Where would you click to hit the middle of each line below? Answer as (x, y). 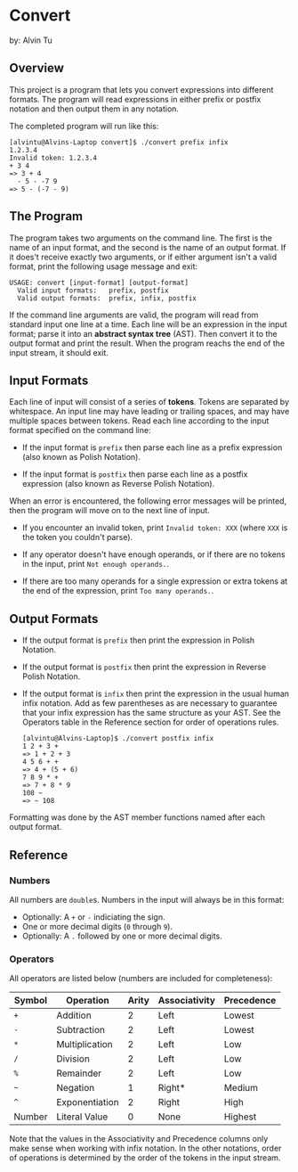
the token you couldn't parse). (77, 537)
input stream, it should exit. (59, 352)
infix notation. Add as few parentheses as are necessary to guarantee (149, 703)
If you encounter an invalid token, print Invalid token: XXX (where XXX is (155, 528)
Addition (74, 1015)
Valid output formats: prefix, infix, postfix (107, 298)
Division (73, 1059)
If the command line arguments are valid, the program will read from (134, 315)
